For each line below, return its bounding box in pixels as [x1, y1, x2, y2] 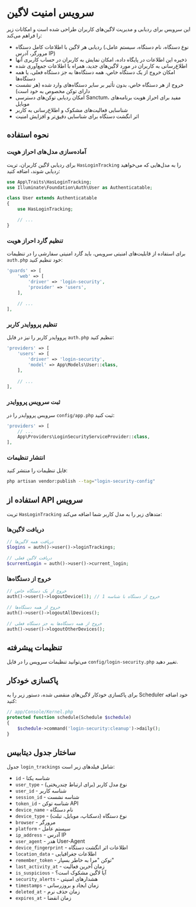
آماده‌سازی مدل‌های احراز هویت [7, 148, 86, 156]
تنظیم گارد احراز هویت [7, 236, 64, 244]
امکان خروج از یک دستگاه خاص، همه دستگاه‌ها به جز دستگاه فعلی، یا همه [15, 68, 175, 75]
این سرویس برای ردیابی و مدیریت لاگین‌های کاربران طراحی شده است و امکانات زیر [7, 26, 191, 33]
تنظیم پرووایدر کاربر [7, 320, 57, 329]
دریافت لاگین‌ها [7, 526, 44, 534]
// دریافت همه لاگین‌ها [7, 539, 54, 545]
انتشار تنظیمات [7, 454, 46, 462]
